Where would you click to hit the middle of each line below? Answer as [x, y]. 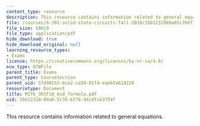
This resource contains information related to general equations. [85, 117]
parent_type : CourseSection [41, 77]
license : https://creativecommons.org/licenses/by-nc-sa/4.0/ [85, 61]
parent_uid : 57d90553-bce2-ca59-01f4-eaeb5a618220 [70, 83]
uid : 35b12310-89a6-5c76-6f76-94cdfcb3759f [61, 99]
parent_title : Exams [32, 72]
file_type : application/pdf [41, 34]
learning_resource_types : [38, 50]
